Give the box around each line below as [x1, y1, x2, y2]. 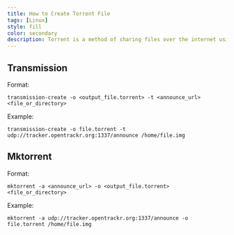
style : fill [7, 23, 42, 30]
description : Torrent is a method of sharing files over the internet [7, 36, 217, 43]
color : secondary [7, 29, 58, 37]
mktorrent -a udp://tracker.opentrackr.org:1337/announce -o [7, 214, 189, 222]
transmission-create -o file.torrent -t [7, 126, 127, 132]
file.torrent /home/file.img [7, 220, 92, 227]
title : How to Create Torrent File [7, 10, 111, 17]
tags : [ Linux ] [7, 17, 49, 24]
